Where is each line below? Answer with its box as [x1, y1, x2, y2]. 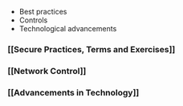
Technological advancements [18, 24, 117, 33]
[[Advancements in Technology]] [7, 87, 140, 98]
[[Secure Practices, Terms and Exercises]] [7, 43, 176, 55]
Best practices [18, 7, 67, 16]
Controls [18, 15, 48, 25]
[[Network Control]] [7, 65, 87, 76]
